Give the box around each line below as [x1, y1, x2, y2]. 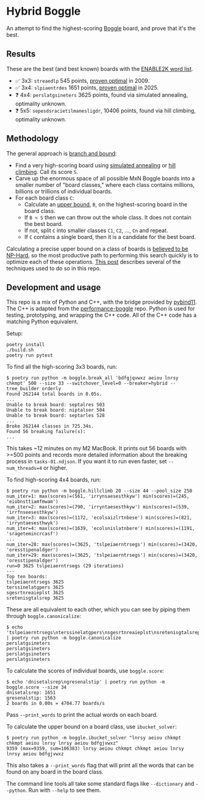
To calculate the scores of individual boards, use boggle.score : [6, 667, 165, 674]
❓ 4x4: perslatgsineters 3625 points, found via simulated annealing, [15, 91, 188, 99]
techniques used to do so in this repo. [6, 265, 102, 272]
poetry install [6, 342, 45, 348]
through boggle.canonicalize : [6, 613, 81, 620]
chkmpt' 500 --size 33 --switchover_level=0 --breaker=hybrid [6, 380, 168, 387]
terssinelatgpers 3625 [6, 584, 64, 591]
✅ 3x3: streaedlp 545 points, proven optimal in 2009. [15, 77, 150, 84]
